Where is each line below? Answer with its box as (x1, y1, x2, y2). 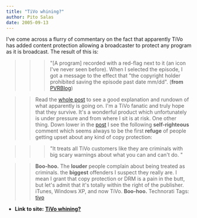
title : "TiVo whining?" (6, 8, 65, 15)
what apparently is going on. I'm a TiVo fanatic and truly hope (35, 103, 185, 110)
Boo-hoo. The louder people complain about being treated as (35, 163, 185, 170)
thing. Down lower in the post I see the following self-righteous (35, 121, 189, 128)
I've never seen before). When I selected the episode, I (49, 66, 183, 73)
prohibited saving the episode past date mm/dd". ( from (49, 78, 183, 85)
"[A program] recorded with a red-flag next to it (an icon (49, 60, 186, 67)
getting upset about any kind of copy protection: (35, 134, 153, 141)
